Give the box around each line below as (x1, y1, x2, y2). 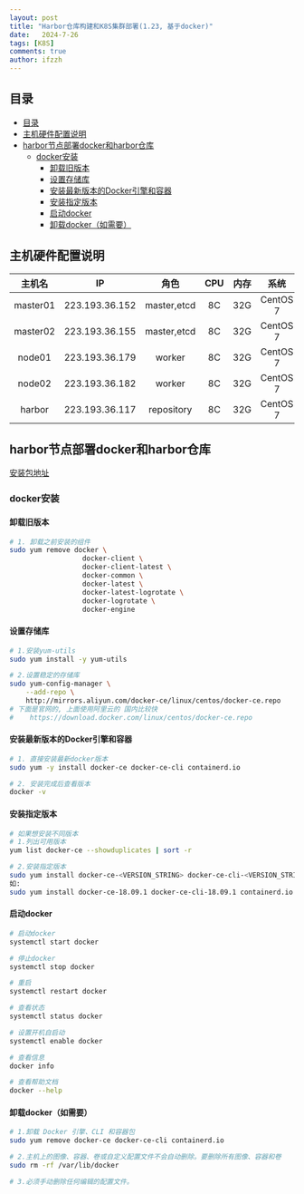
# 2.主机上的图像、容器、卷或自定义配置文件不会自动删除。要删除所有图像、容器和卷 (9, 1152, 282, 1161)
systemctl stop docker (9, 962, 95, 971)
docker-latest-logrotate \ (81, 587, 184, 597)
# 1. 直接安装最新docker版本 (9, 754, 109, 763)
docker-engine (81, 605, 136, 614)
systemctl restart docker (9, 987, 107, 996)
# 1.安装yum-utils (9, 646, 76, 655)
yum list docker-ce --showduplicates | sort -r (9, 846, 193, 855)
